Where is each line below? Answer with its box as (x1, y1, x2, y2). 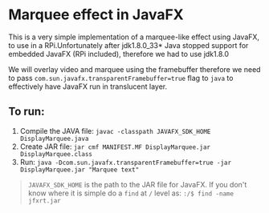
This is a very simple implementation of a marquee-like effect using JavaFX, (8, 32, 259, 42)
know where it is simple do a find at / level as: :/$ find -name (27, 188, 234, 198)
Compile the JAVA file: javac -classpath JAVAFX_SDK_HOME (19, 126, 211, 135)
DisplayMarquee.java (19, 135, 89, 143)
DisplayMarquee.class (19, 150, 92, 158)
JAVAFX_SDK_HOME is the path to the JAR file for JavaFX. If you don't (27, 179, 247, 189)
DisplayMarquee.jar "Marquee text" (19, 166, 140, 174)
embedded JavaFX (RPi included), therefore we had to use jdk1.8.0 (8, 49, 230, 58)
